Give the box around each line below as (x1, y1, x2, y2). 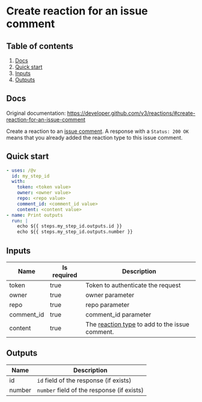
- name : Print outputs (6, 212, 63, 218)
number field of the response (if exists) (37, 386, 144, 394)
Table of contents (6, 41, 73, 51)
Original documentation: (6, 110, 66, 117)
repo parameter (85, 300, 130, 309)
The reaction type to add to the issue (85, 320, 189, 329)
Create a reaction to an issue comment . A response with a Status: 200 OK (6, 128, 189, 135)
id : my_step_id (11, 173, 50, 179)
